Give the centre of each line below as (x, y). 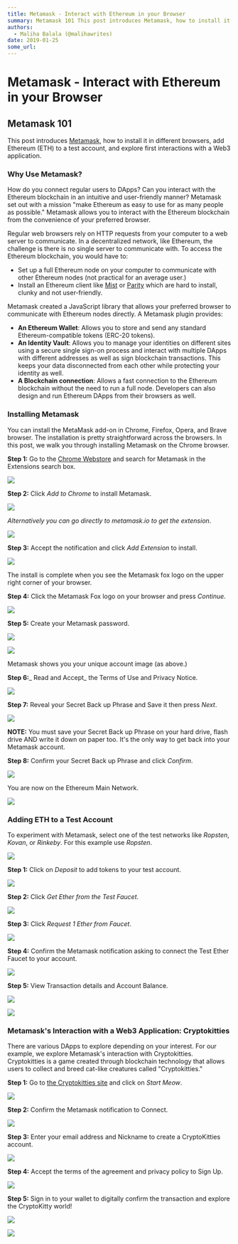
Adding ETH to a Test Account (60, 819)
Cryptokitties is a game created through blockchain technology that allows (116, 1061)
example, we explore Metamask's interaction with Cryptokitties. (100, 1054)
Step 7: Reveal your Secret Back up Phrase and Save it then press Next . (112, 704)
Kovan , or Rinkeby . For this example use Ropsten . (80, 842)
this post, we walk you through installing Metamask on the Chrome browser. (118, 445)
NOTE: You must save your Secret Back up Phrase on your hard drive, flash (118, 732)
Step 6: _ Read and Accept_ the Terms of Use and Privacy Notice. (103, 677)
